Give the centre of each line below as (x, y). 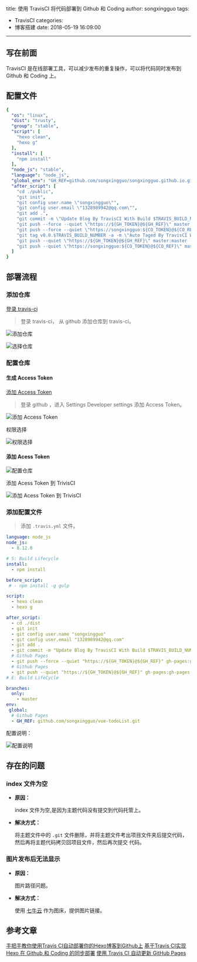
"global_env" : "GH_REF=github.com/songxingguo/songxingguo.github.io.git (103, 181)
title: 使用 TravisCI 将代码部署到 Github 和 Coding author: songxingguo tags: (98, 9)
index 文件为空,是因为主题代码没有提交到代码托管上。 (79, 810)
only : (18, 694)
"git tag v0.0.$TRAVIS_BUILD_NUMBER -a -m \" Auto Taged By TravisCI (102, 235)
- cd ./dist (26, 623)
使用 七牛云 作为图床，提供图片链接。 (60, 910)
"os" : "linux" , (30, 115)
